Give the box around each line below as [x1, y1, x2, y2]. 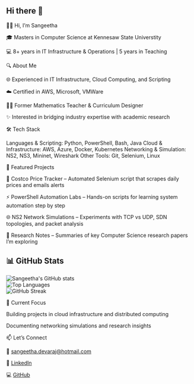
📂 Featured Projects [6, 163, 55, 170]
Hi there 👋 [6, 6, 43, 16]
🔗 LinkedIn [6, 359, 32, 366]
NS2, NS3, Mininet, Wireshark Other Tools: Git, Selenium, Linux [6, 152, 160, 159]
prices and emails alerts [6, 181, 65, 188]
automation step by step [6, 202, 65, 209]
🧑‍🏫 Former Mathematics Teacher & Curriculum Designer [6, 102, 144, 109]
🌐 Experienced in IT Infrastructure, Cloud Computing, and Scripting [6, 76, 171, 83]
